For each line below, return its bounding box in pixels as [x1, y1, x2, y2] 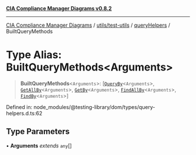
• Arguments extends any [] [6, 142, 72, 149]
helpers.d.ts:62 [6, 110, 43, 117]
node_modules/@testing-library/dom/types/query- [33, 103, 156, 110]
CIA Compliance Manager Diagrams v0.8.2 [6, 5, 112, 12]
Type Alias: [6, 48, 62, 62]
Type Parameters [6, 126, 70, 136]
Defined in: [6, 103, 33, 110]
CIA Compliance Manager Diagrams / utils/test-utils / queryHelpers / [6, 22, 170, 29]
